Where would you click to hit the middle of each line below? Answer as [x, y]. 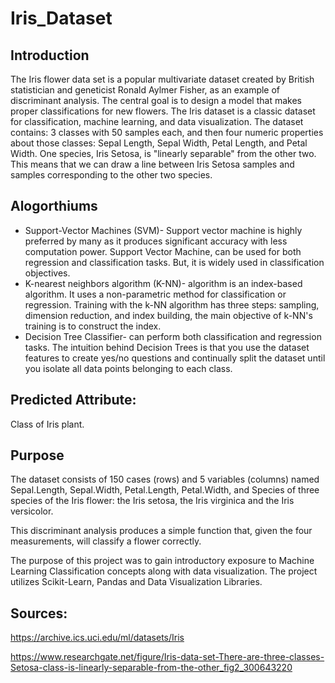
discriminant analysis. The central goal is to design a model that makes [156, 100]
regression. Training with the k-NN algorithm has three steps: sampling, [172, 304]
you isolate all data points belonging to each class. [128, 368]
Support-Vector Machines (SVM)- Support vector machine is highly [163, 230]
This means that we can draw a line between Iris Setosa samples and [152, 164]
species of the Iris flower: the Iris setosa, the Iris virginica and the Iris [152, 501]
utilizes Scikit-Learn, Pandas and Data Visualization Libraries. [136, 582]
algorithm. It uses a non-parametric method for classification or [155, 294]
